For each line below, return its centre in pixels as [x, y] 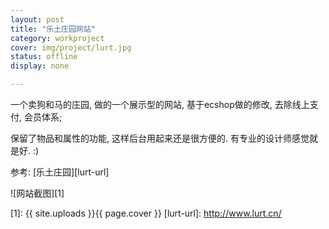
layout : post [37, 19]
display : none [40, 66]
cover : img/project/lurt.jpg [71, 47]
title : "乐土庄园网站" [53, 29]
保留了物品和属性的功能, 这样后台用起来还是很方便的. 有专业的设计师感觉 [160, 138]
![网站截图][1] [37, 193]
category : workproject [57, 38]
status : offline [44, 57]
